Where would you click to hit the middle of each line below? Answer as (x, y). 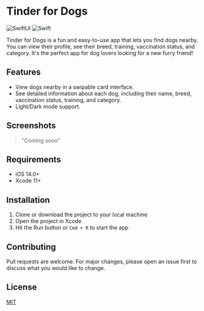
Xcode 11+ (28, 181)
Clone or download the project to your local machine (81, 214)
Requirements (34, 159)
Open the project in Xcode (48, 221)
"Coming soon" (41, 140)
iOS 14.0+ (27, 174)
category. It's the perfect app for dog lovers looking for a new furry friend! (100, 53)
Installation (28, 200)
